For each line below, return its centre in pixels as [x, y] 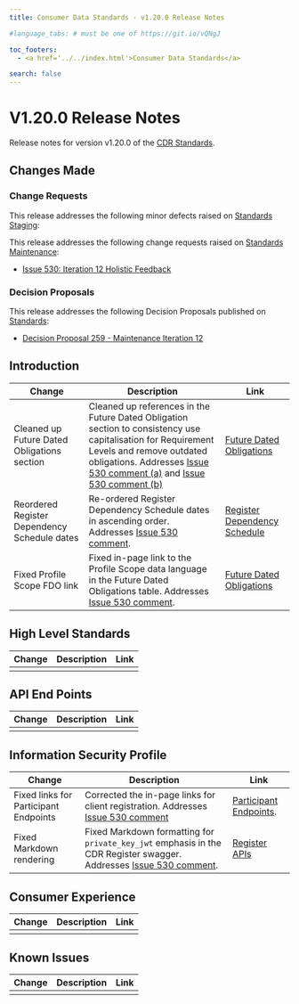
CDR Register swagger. [133, 854]
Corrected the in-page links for [150, 796]
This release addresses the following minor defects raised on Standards [141, 216]
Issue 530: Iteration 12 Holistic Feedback [97, 269]
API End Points [51, 694]
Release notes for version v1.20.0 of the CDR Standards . [112, 143]
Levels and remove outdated [148, 451]
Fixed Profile [40, 574]
